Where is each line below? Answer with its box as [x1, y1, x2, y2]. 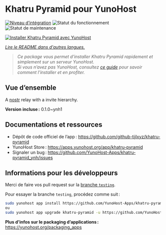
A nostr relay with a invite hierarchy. [5, 97, 78, 102]
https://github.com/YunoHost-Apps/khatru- [47, 149, 136, 155]
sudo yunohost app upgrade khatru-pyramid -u [5, 210, 100, 215]
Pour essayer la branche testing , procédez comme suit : [5, 191, 120, 198]
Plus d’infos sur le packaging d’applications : [5, 219, 99, 225]
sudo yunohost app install [5, 201, 61, 206]
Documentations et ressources [5, 121, 103, 129]
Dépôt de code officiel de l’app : [12, 134, 78, 139]
